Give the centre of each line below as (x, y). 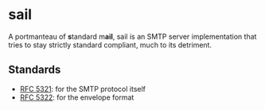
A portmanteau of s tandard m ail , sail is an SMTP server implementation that (132, 36)
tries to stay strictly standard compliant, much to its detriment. (110, 44)
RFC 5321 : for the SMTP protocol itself (82, 89)
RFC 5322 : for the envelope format (77, 97)
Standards (35, 70)
